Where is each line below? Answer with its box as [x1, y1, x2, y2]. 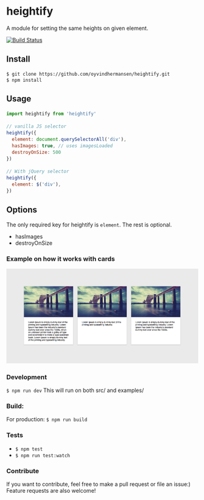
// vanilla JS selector [6, 123, 67, 129]
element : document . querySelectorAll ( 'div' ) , [12, 136, 127, 143]
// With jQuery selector [6, 168, 69, 175]
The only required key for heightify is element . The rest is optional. [6, 221, 172, 228]
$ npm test [15, 446, 43, 452]
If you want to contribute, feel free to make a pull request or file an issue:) [6, 480, 191, 488]
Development [6, 372, 47, 381]
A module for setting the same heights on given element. [6, 24, 149, 32]
